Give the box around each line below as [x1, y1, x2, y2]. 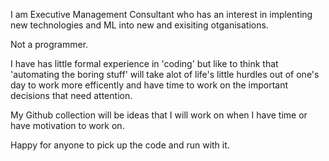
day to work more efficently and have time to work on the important [10, 79, 289, 91]
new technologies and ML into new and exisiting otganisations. [10, 19, 269, 31]
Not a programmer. [10, 39, 89, 50]
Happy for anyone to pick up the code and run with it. [10, 139, 230, 151]
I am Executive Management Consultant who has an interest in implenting [10, 9, 313, 20]
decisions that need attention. [10, 90, 133, 101]
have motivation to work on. [10, 120, 125, 131]
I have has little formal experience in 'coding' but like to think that [10, 58, 279, 69]
